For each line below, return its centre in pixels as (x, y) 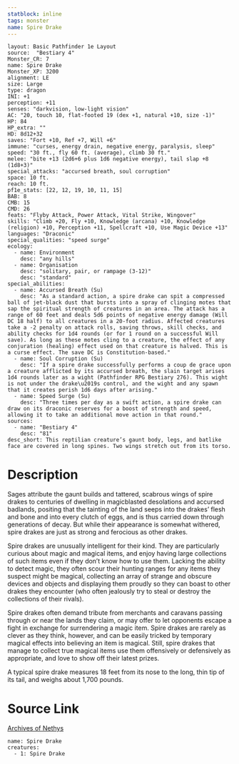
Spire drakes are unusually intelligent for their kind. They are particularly (113, 546)
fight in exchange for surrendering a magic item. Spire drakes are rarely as (117, 628)
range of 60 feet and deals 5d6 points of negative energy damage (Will (118, 315)
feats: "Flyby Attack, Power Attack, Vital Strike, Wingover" (102, 215)
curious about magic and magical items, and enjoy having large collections (117, 554)
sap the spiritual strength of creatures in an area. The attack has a (116, 309)
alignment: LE (29, 78)
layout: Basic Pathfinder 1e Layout (62, 47)
